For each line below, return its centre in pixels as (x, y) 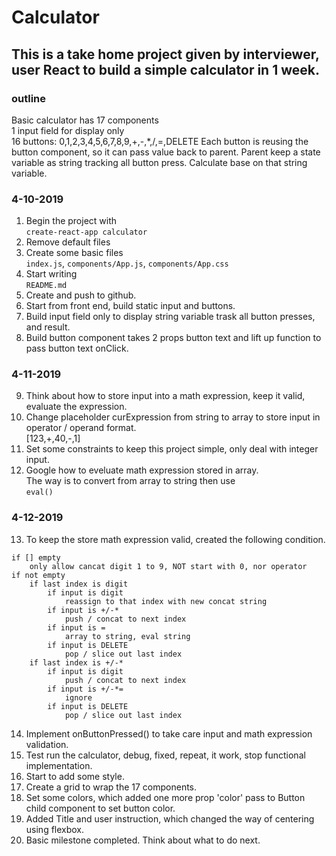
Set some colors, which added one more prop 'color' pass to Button (165, 797)
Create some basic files (74, 253)
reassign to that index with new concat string (166, 601)
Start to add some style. (75, 776)
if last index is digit (79, 584)
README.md (46, 286)
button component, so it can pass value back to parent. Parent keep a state (166, 152)
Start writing (51, 274)
